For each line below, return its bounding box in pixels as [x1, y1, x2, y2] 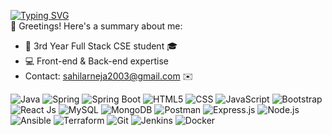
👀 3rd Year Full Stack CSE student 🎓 [24, 40, 178, 52]
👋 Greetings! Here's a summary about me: [10, 20, 183, 32]
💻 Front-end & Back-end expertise [24, 55, 169, 67]
